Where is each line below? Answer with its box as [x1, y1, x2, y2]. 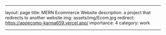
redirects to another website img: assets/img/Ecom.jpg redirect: [5, 15, 135, 20]
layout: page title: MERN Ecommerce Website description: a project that [5, 10, 151, 15]
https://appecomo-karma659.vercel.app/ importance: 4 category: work [5, 20, 150, 26]
